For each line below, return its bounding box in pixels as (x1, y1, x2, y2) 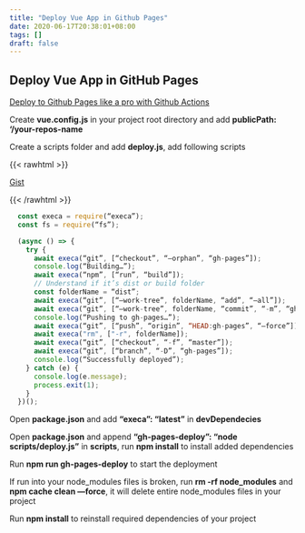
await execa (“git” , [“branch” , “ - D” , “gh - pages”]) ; (33, 347, 233, 356)
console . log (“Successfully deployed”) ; (33, 356, 184, 365)
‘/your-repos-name (9, 124, 84, 135)
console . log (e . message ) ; (33, 372, 128, 381)
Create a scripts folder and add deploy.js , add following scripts (9, 142, 246, 153)
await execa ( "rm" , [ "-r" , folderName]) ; (33, 329, 189, 339)
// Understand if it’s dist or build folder (33, 279, 205, 288)
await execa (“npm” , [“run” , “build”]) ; (33, 270, 184, 280)
